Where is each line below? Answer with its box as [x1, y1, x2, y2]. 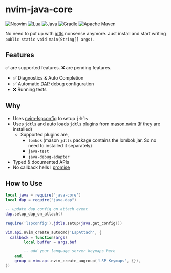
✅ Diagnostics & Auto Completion [12, 74, 84, 81]
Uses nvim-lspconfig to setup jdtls [12, 115, 88, 121]
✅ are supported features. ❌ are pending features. [5, 64, 112, 70]
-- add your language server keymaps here [24, 249, 116, 254]
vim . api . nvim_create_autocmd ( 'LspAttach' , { [5, 230, 102, 235]
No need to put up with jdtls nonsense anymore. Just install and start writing [5, 30, 166, 36]
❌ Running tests [12, 86, 47, 92]
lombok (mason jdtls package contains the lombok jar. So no [28, 137, 157, 143]
